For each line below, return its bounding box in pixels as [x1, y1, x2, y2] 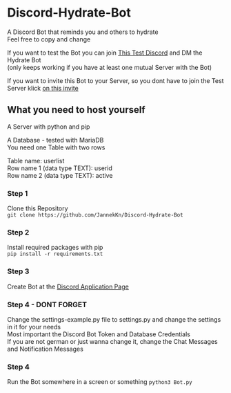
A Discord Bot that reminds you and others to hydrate [7, 28, 159, 36]
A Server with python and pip [7, 122, 90, 131]
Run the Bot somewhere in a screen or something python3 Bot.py [7, 378, 192, 386]
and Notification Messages [7, 345, 84, 353]
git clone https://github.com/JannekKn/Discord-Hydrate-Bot [7, 212, 184, 219]
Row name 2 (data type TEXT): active [7, 171, 113, 179]
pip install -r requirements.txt [7, 250, 103, 257]
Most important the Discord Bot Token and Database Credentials [7, 330, 191, 338]
